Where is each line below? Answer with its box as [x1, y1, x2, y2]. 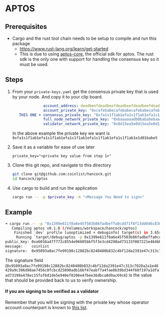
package [12, 41, 30, 47]
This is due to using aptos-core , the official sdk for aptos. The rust [19, 51, 154, 57]
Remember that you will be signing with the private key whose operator [5, 299, 149, 305]
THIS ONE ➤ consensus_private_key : [19, 112, 92, 118]
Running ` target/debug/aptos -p [16, 235, 82, 240]
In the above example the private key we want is [12, 130, 110, 136]
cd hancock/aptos [12, 176, 48, 181]
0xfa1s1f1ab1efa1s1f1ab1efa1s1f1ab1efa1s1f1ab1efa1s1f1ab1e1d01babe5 [12, 136, 158, 141]
